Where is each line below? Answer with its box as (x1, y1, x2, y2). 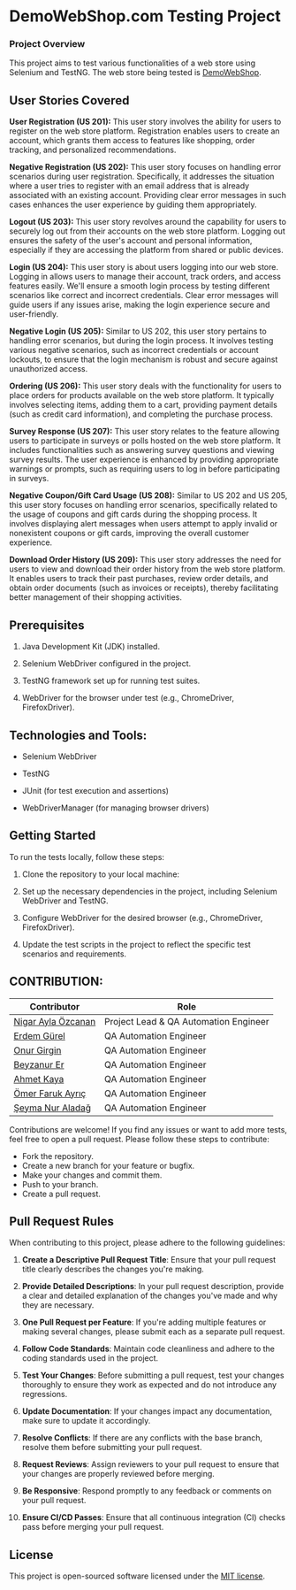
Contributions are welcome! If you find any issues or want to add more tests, (9, 1124, 287, 1134)
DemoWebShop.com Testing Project (9, 6, 281, 27)
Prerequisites (9, 618, 85, 633)
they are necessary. (21, 1300, 95, 1310)
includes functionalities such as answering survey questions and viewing (9, 445, 275, 456)
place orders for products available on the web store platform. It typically (9, 390, 275, 401)
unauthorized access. (9, 364, 88, 374)
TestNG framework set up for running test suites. (21, 675, 201, 687)
